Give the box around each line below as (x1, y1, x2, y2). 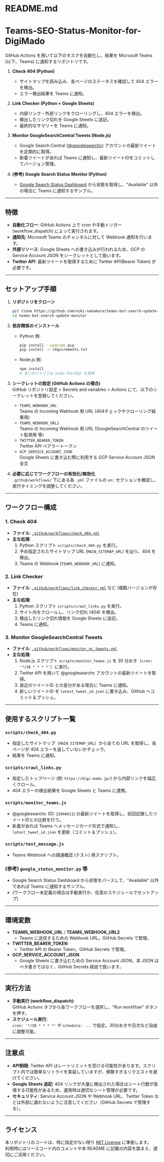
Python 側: (19, 333, 41, 339)
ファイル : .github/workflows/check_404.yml (12, 530, 100, 536)
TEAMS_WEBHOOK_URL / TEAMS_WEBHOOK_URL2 (12, 929, 120, 935)
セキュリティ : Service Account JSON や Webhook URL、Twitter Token (12, 1093, 154, 1099)
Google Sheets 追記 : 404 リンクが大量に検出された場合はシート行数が (12, 1081, 154, 1087)
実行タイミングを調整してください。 (12, 483, 85, 489)
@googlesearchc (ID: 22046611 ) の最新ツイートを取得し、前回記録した (12, 811, 153, 817)
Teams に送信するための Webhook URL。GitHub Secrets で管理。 (19, 935, 151, 941)
